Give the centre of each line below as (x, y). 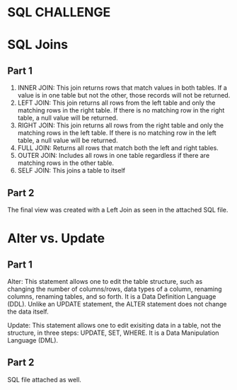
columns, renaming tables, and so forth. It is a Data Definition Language (112, 297)
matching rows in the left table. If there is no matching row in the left (117, 133)
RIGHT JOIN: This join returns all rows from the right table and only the (121, 125)
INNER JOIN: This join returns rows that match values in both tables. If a (122, 88)
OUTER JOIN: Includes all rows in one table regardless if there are (114, 156)
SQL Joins (38, 45)
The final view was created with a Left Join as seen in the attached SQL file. (118, 210)
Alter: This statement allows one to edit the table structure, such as (105, 281)
